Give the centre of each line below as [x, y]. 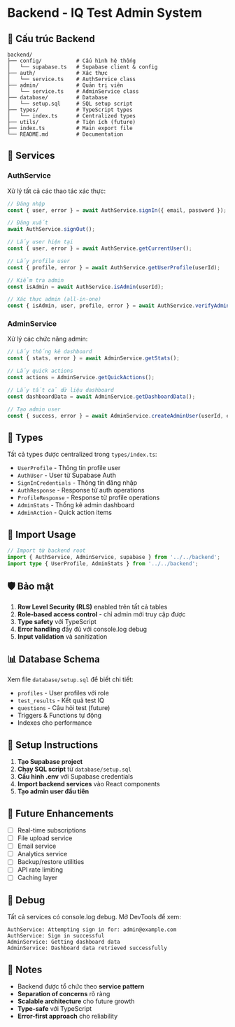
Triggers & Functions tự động [59, 716]
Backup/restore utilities [51, 862]
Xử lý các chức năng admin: [48, 339]
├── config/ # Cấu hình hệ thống [72, 61]
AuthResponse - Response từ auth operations [81, 490]
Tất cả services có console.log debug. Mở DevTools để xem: [94, 917]
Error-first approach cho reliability [67, 1017]
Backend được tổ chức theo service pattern [81, 986]
